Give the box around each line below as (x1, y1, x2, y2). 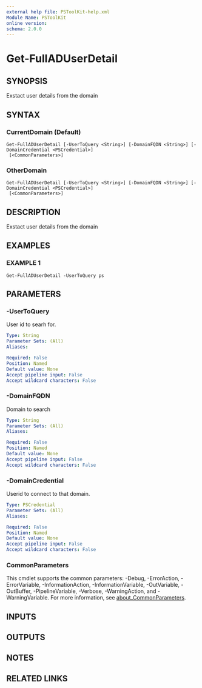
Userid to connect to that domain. (6, 490, 90, 498)
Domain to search (6, 406, 50, 413)
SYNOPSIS (6, 76, 48, 86)
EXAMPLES (6, 241, 50, 251)
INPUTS (6, 612, 36, 622)
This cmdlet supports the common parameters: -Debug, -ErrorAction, (6, 575, 180, 582)
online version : (6, 20, 47, 26)
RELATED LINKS (6, 673, 68, 684)
